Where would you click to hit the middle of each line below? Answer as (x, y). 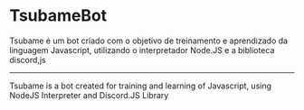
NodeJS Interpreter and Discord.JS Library (89, 95)
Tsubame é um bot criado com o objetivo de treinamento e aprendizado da (148, 41)
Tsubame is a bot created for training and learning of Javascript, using (141, 86)
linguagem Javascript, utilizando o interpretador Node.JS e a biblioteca (142, 50)
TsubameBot (58, 16)
